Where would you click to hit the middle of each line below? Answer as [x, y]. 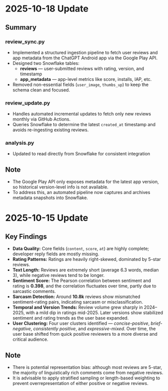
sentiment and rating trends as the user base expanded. [71, 318]
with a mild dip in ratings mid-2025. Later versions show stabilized [95, 313]
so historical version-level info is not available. [60, 187]
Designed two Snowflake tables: [46, 63]
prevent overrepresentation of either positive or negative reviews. [80, 383]
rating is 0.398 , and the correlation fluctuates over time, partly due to [85, 286]
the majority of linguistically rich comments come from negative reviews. [88, 373]
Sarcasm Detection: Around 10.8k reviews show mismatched [76, 297]
